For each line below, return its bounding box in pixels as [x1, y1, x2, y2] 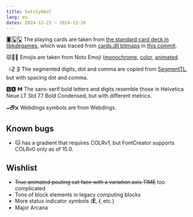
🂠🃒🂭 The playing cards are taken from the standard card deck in [6, 36, 169, 43]
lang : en [6, 14, 28, 20]
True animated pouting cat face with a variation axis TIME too [14, 178, 165, 186]
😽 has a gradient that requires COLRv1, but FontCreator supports [14, 139, 175, 146]
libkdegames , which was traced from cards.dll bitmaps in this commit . [6, 42, 177, 49]
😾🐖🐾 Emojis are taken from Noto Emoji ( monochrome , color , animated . [6, 54, 179, 61]
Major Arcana [14, 204, 49, 211]
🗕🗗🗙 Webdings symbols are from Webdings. [6, 104, 117, 111]
